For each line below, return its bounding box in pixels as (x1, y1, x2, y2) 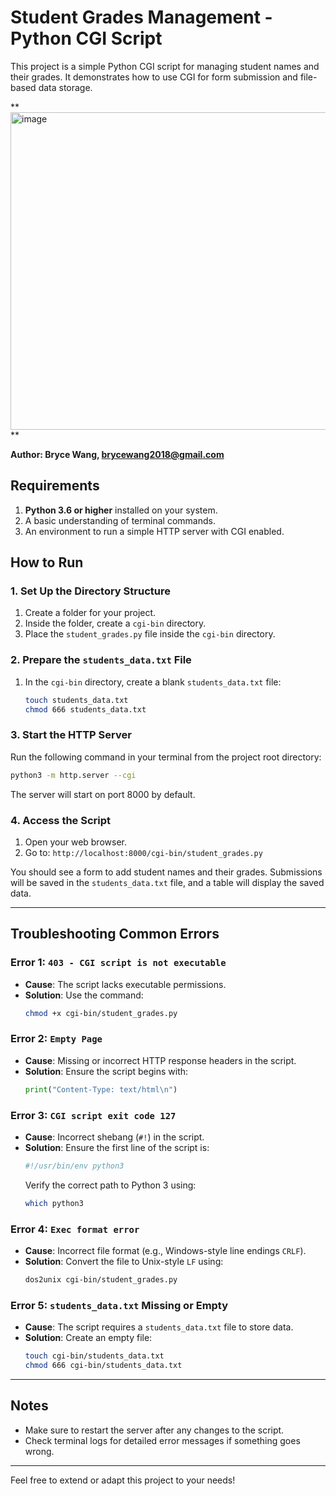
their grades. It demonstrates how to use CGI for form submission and (10, 71, 298, 83)
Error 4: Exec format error (10, 1222, 140, 1236)
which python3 (24, 1198, 84, 1208)
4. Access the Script (10, 813, 112, 827)
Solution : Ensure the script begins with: (24, 1065, 189, 1077)
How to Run (10, 554, 84, 571)
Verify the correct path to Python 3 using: (24, 1179, 197, 1191)
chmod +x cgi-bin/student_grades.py (24, 1008, 178, 1018)
